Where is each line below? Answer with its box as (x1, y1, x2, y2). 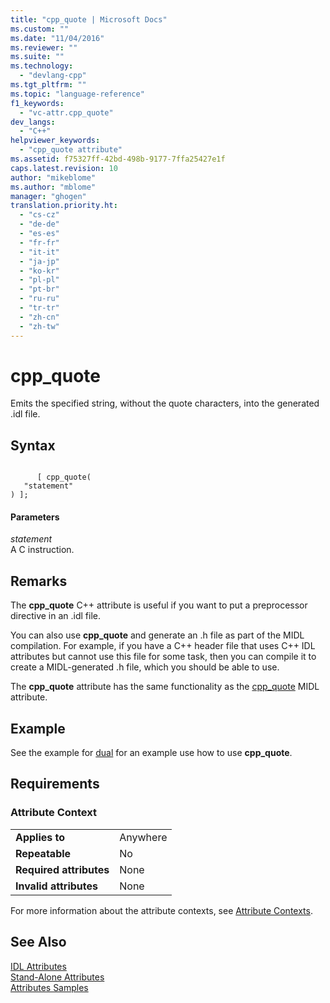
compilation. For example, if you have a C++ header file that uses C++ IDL (10, 640, 316, 652)
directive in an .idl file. (10, 610, 101, 622)
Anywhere (119, 830, 168, 844)
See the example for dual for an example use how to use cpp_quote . (10, 747, 293, 759)
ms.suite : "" (10, 52, 65, 62)
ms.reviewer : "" (10, 42, 78, 53)
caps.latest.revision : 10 (10, 163, 118, 173)
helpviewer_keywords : (10, 136, 101, 146)
